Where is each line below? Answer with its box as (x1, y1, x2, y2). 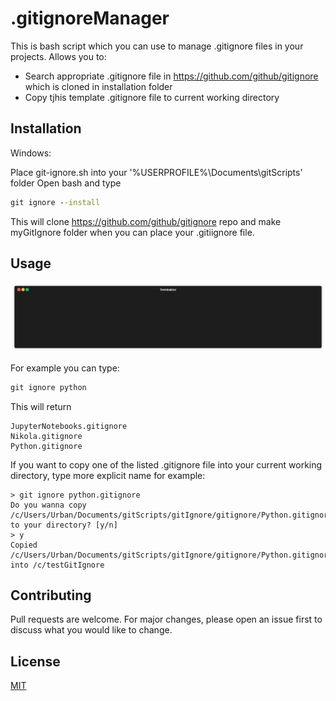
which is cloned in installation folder (24, 80, 173, 92)
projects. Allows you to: (10, 50, 107, 62)
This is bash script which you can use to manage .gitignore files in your (10, 40, 304, 52)
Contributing (10, 587, 92, 604)
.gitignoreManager (10, 7, 170, 30)
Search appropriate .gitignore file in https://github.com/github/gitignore (24, 70, 319, 82)
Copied (10, 540, 38, 550)
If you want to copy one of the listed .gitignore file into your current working (10, 458, 323, 471)
